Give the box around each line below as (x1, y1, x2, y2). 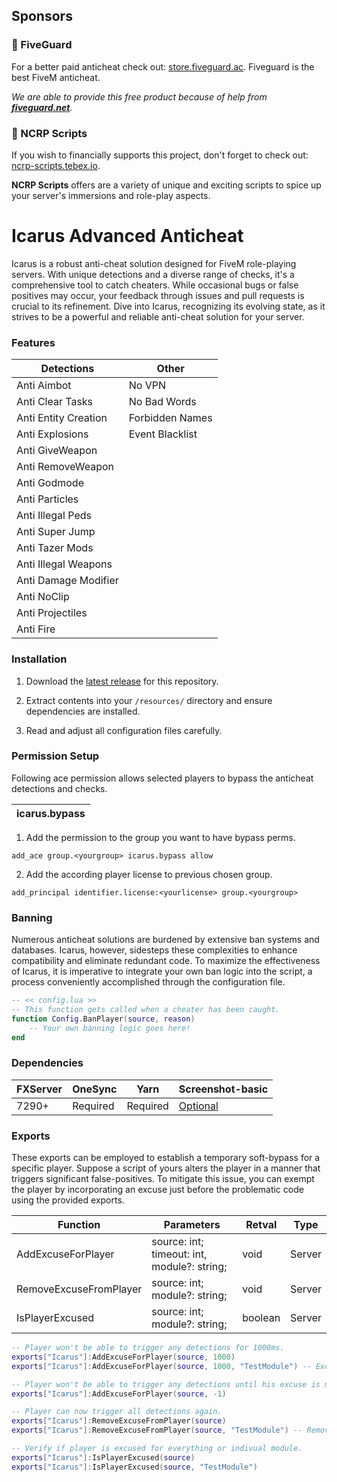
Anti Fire (16, 622, 56, 636)
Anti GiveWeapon (16, 444, 98, 458)
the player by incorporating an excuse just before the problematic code (11, 1184, 304, 1196)
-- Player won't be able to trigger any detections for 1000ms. (11, 1343, 285, 1353)
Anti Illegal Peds (16, 509, 92, 523)
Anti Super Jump (16, 525, 96, 539)
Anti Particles (16, 492, 79, 506)
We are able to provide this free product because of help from (11, 90, 268, 103)
